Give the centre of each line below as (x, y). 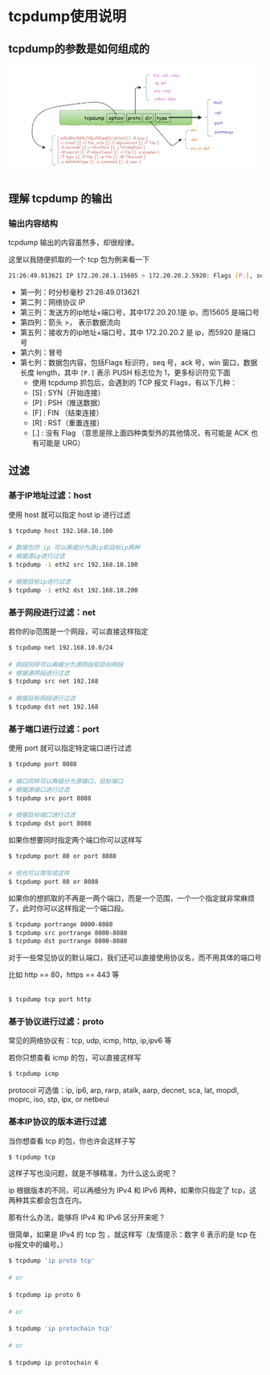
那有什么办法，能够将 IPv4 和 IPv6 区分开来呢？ (87, 1217)
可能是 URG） (62, 442)
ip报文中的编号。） (38, 1245)
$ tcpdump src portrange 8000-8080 (68, 933)
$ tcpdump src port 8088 (50, 798)
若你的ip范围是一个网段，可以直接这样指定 (78, 631)
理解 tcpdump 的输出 (60, 198)
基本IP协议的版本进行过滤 (57, 1122)
